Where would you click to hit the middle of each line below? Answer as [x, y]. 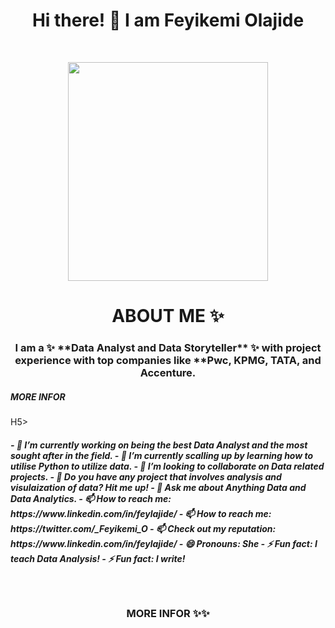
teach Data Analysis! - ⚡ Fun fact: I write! [98, 558]
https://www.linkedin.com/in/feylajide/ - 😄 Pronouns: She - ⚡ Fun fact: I [164, 543]
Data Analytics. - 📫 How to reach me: [91, 498]
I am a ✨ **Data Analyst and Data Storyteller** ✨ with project [168, 348]
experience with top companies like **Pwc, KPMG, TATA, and [168, 361]
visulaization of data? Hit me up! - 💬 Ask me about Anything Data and [158, 487]
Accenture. [168, 373]
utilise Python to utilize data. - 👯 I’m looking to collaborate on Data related [167, 466]
